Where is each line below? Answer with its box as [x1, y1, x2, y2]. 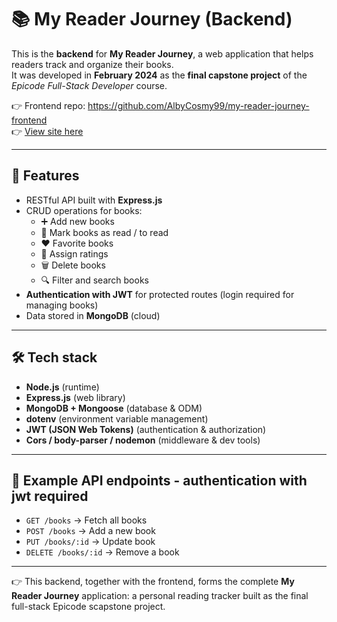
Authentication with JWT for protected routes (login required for [25, 288, 295, 300]
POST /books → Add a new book [25, 525, 156, 537]
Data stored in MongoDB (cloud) [25, 309, 161, 321]
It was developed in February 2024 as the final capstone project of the [11, 69, 308, 81]
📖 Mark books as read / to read [40, 226, 169, 238]
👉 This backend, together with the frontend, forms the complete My [11, 576, 295, 588]
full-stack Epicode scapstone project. [11, 601, 166, 613]
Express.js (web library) [25, 391, 126, 403]
